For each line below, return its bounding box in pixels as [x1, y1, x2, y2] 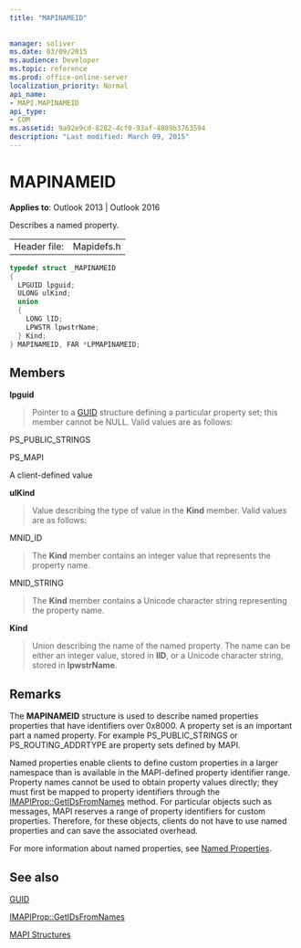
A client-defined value [9, 469, 93, 480]
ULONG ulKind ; [17, 289, 71, 298]
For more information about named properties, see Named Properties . [9, 843, 272, 854]
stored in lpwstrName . [31, 659, 118, 671]
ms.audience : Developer [9, 56, 100, 65]
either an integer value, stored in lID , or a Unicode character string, [31, 650, 284, 661]
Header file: [14, 239, 65, 252]
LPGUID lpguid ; [17, 280, 76, 290]
